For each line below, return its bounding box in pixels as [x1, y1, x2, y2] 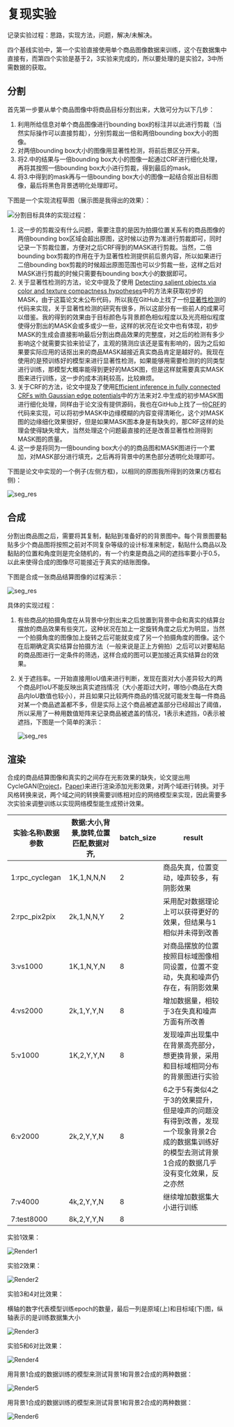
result [183, 833, 203, 843]
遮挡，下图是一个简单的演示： [17, 718, 103, 726]
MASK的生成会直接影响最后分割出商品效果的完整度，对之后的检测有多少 [17, 330, 225, 338]
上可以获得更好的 [163, 907, 219, 917]
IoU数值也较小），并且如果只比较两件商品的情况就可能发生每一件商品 [29, 691, 226, 700]
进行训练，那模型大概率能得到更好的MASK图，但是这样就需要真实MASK [17, 365, 224, 373]
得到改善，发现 [170, 1117, 219, 1126]
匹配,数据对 [72, 838, 109, 848]
